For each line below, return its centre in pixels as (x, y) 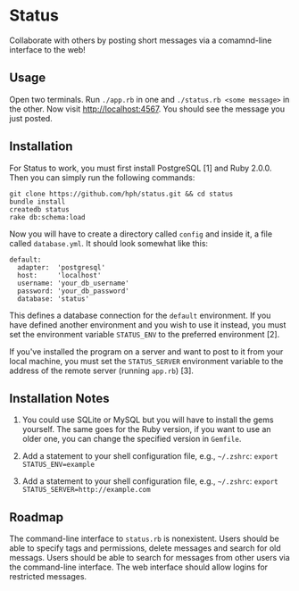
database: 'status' (54, 299)
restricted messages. (48, 577)
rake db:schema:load (48, 217)
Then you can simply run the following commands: (102, 177)
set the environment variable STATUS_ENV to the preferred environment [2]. (145, 334)
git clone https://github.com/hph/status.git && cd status (121, 194)
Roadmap (37, 517)
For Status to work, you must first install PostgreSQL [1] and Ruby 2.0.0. (141, 168)
